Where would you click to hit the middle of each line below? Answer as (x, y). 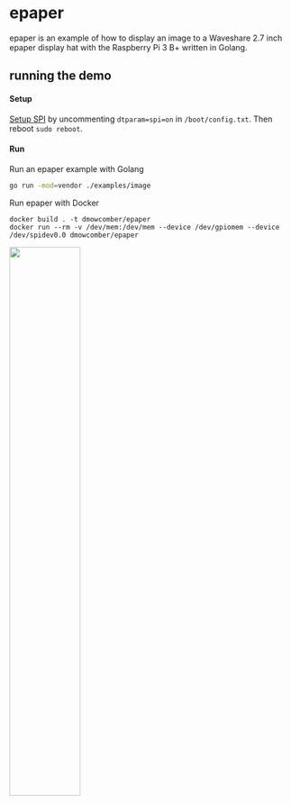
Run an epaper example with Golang (77, 168)
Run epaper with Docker (55, 203)
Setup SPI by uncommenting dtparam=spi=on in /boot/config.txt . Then (141, 119)
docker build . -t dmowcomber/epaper (80, 219)
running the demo (60, 76)
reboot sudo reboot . (46, 128)
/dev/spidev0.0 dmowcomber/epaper (74, 235)
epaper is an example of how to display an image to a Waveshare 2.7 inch (146, 38)
